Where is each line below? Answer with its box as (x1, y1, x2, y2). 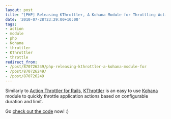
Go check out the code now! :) (5, 108, 69, 114)
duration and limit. (5, 98, 43, 104)
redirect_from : (5, 59, 38, 65)
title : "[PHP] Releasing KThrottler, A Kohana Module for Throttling (5, 12, 156, 17)
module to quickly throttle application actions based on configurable (5, 93, 149, 99)
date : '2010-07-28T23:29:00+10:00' (5, 17, 81, 22)
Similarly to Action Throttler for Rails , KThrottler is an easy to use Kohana (5, 87, 158, 94)
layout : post (5, 7, 33, 13)
